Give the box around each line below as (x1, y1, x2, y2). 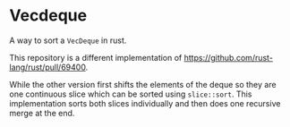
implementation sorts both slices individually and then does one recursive (9, 97, 281, 108)
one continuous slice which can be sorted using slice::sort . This (9, 89, 252, 99)
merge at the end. (9, 107, 75, 118)
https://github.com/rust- (183, 52, 273, 63)
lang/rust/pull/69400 (9, 62, 87, 72)
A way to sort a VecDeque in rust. (9, 35, 127, 46)
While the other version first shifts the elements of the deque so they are (9, 79, 277, 89)
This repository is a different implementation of (9, 52, 183, 63)
